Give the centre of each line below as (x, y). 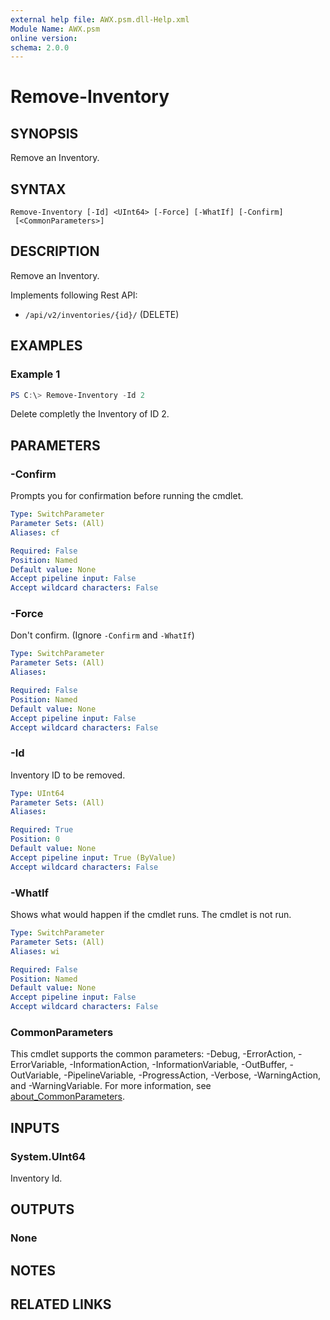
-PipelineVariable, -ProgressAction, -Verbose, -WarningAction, (192, 1075)
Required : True (42, 830)
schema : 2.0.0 (40, 47)
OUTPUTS (42, 1209)
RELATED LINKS (61, 1304)
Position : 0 (35, 839)
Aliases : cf (35, 532)
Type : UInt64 (37, 793)
